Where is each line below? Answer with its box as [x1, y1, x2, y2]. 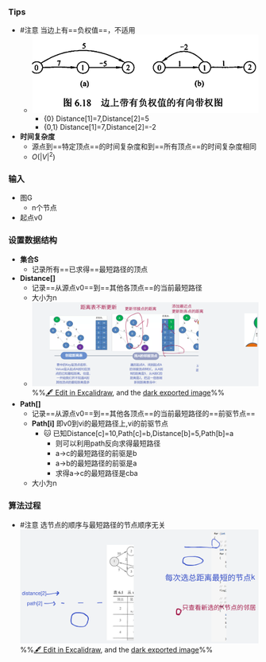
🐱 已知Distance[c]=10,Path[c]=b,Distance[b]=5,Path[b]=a [43, 429, 234, 438]
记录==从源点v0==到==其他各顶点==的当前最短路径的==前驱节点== [31, 409, 256, 419]
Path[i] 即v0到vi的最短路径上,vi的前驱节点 [31, 419, 169, 428]
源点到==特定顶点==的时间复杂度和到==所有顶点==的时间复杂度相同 [31, 142, 256, 151]
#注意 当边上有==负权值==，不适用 [19, 25, 136, 35]
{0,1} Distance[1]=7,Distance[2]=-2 [43, 123, 156, 132]
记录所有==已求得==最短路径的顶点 [31, 264, 148, 274]
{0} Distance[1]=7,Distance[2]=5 [43, 114, 149, 123]
